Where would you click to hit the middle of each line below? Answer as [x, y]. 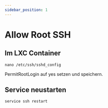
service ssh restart [26, 101]
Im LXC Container [33, 53]
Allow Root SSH [38, 34]
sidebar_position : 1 [26, 10]
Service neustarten [35, 90]
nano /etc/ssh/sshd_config [33, 65]
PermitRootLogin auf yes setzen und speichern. [54, 74]
